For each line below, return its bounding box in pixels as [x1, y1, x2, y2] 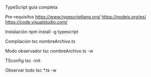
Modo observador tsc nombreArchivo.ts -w [5, 48, 93, 54]
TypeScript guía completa [5, 4, 58, 10]
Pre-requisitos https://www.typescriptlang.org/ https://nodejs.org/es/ [5, 14, 147, 19]
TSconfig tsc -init [5, 58, 41, 64]
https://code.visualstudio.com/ [5, 19, 68, 25]
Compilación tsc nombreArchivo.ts [5, 38, 76, 44]
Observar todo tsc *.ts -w [5, 67, 57, 73]
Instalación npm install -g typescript [5, 29, 79, 34]
